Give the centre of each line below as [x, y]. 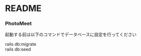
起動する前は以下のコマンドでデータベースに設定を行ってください [71, 35]
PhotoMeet [18, 24]
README [23, 8]
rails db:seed [18, 49]
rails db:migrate [21, 44]
